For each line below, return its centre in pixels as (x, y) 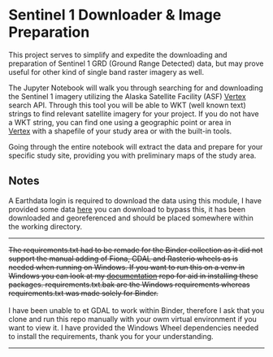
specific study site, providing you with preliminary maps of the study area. (132, 155)
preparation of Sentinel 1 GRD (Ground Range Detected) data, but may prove (136, 63)
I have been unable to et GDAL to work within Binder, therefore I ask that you (136, 310)
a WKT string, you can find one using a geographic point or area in (120, 122)
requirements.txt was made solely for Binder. (83, 293)
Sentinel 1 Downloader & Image (115, 15)
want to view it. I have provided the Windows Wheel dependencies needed (134, 328)
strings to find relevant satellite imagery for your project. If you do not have (134, 113)
